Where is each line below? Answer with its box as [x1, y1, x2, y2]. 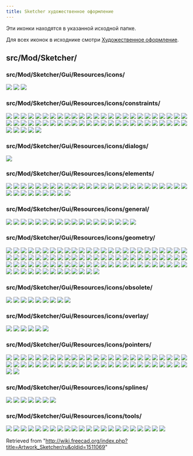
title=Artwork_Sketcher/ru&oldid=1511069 [6, 444, 105, 451]
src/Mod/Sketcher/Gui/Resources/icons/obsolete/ [6, 283, 153, 291]
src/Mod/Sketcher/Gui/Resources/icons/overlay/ [6, 312, 149, 320]
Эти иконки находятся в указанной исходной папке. [6, 25, 136, 32]
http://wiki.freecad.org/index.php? [45, 437, 128, 444]
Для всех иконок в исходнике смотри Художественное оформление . [6, 36, 180, 43]
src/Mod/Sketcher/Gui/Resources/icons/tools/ [6, 411, 142, 420]
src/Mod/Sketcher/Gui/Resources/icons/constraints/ [6, 99, 161, 107]
